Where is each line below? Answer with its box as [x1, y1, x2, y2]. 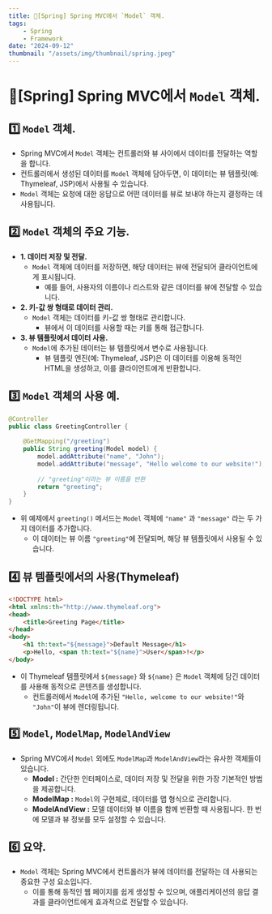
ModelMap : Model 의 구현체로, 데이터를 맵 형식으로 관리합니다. [32, 794, 232, 804]
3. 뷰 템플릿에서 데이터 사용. [19, 333, 108, 342]
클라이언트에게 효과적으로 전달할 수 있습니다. [47, 897, 189, 907]
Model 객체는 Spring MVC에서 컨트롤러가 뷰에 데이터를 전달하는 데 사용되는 [19, 867, 258, 877]
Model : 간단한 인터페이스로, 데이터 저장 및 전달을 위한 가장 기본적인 [32, 774, 249, 783]
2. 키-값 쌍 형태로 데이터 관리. [19, 302, 113, 312]
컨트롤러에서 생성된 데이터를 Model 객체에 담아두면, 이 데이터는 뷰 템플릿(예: [19, 169, 259, 178]
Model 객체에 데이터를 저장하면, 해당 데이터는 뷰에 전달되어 [32, 261, 217, 272]
